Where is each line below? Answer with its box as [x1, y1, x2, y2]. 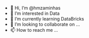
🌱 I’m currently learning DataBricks [10, 16, 84, 22]
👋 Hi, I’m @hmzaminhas [10, 5, 61, 11]
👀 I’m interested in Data [10, 10, 60, 16]
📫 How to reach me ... [10, 27, 58, 33]
